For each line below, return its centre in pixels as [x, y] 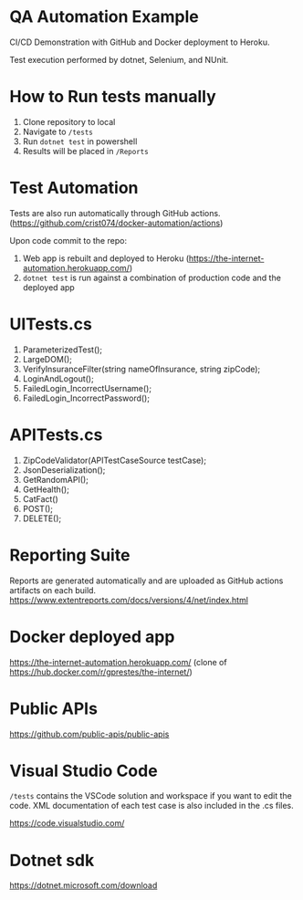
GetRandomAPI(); [56, 479]
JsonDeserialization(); [64, 470]
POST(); [37, 508]
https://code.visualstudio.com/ [67, 823]
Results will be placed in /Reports [85, 151]
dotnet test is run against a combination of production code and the [151, 277]
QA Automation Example [104, 17]
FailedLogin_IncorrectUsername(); [87, 388]
